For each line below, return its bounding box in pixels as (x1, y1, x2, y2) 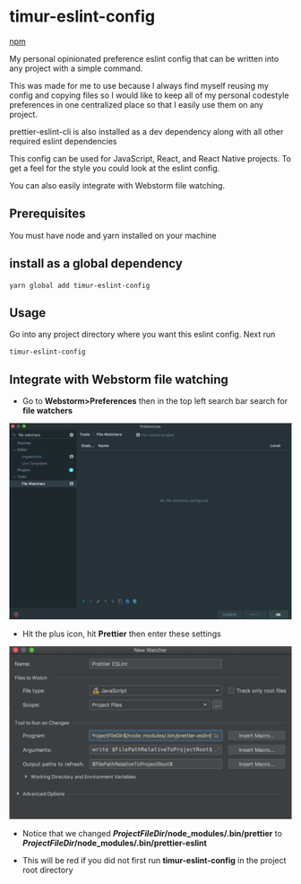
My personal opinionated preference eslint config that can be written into (9, 53, 279, 64)
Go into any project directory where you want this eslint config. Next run (9, 329, 276, 340)
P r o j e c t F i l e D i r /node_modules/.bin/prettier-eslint (21, 837, 208, 848)
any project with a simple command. (9, 63, 143, 74)
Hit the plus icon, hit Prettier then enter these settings (21, 628, 221, 639)
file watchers (21, 406, 73, 416)
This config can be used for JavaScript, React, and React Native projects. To (9, 153, 292, 163)
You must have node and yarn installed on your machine (9, 230, 217, 241)
